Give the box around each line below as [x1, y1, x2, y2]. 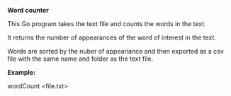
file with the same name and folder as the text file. [7, 54, 154, 63]
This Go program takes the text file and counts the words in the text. [7, 20, 207, 28]
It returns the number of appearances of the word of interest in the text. [7, 33, 216, 42]
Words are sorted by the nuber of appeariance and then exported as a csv [7, 47, 225, 55]
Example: [7, 68, 36, 76]
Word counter [7, 6, 50, 14]
